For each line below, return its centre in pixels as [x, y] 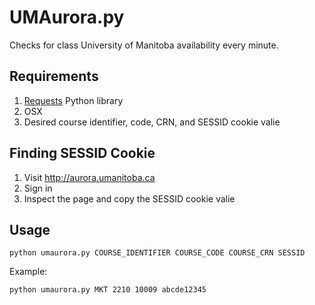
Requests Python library [73, 100]
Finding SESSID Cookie [82, 153]
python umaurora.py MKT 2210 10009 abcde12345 [108, 290]
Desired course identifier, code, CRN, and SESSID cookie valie [152, 122]
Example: [28, 272]
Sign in [38, 188]
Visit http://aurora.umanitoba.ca [89, 177]
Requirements [54, 76]
